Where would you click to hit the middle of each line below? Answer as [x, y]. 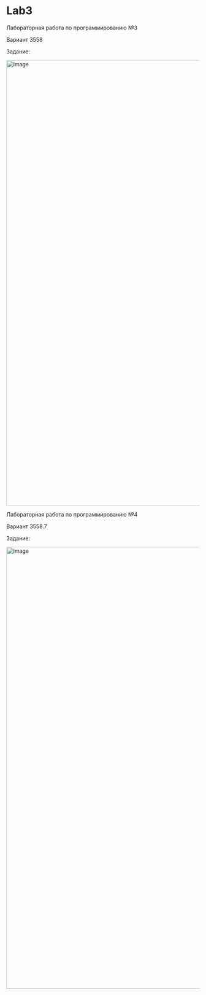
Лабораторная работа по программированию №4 [72, 514]
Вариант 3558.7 [27, 526]
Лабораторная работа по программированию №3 [72, 28]
